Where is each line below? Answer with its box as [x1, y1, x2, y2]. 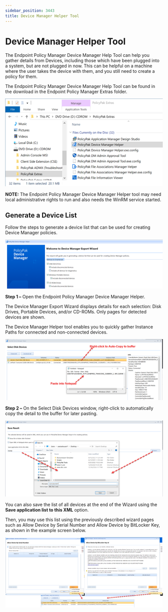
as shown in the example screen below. [5, 527, 86, 533]
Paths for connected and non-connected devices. [5, 329, 108, 335]
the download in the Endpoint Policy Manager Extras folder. [5, 88, 127, 95]
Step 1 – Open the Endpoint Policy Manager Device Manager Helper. [5, 294, 145, 300]
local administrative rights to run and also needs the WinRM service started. [5, 196, 161, 202]
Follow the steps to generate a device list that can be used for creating [5, 224, 151, 231]
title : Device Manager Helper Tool [5, 13, 79, 19]
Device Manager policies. [5, 230, 57, 236]
